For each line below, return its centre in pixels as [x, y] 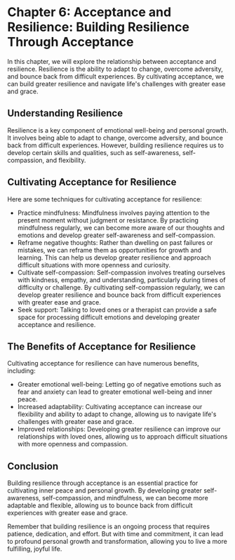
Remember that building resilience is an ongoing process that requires [109, 526]
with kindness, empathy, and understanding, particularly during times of [121, 280]
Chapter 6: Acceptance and [89, 12]
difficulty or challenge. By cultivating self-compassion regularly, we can [121, 287]
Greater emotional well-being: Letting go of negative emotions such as [119, 385]
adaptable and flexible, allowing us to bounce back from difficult [100, 505]
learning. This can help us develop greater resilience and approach [114, 258]
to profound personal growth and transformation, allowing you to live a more [117, 542]
